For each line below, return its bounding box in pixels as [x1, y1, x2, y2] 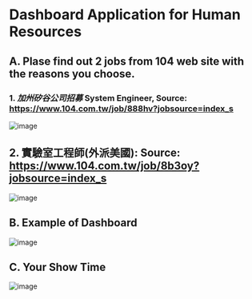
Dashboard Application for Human [9, 6, 241, 24]
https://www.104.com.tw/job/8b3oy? [9, 159, 200, 173]
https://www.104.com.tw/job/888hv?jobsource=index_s [9, 102, 234, 114]
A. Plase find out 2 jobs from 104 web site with [9, 54, 245, 68]
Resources [9, 22, 82, 41]
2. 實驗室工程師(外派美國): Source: [9, 146, 181, 160]
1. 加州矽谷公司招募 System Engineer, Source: [9, 92, 187, 103]
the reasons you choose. [9, 66, 135, 81]
